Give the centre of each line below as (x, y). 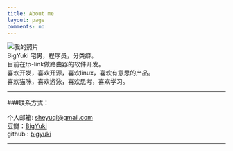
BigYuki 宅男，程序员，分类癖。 (52, 55)
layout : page (26, 20)
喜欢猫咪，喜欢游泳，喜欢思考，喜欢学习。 (68, 82)
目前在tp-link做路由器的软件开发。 (56, 64)
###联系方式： (28, 103)
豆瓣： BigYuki (27, 126)
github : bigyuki (29, 134)
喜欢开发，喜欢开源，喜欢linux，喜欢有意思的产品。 (81, 73)
